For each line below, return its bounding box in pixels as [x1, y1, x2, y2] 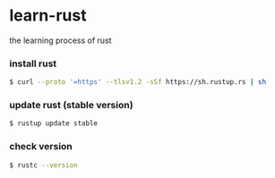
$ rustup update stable [9, 119, 99, 128]
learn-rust [9, 5, 87, 26]
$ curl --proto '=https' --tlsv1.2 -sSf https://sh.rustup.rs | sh [9, 78, 267, 87]
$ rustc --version [9, 160, 78, 170]
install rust [9, 57, 57, 70]
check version [9, 140, 73, 153]
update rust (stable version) [9, 99, 133, 112]
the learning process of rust [9, 35, 112, 46]
